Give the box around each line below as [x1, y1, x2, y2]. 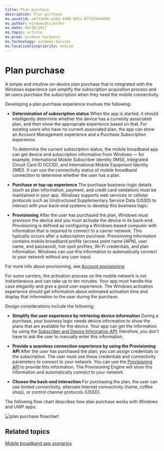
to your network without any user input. [12, 254, 92, 260]
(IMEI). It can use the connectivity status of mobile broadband [12, 167, 137, 173]
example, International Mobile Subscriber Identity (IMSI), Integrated [12, 157, 148, 162]
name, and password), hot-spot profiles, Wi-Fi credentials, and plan [12, 243, 149, 249]
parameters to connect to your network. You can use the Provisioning [12, 359, 153, 365]
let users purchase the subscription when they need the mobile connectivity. [5, 91, 160, 97]
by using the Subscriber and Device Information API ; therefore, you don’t [12, 328, 159, 334]
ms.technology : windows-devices [5, 39, 71, 44]
